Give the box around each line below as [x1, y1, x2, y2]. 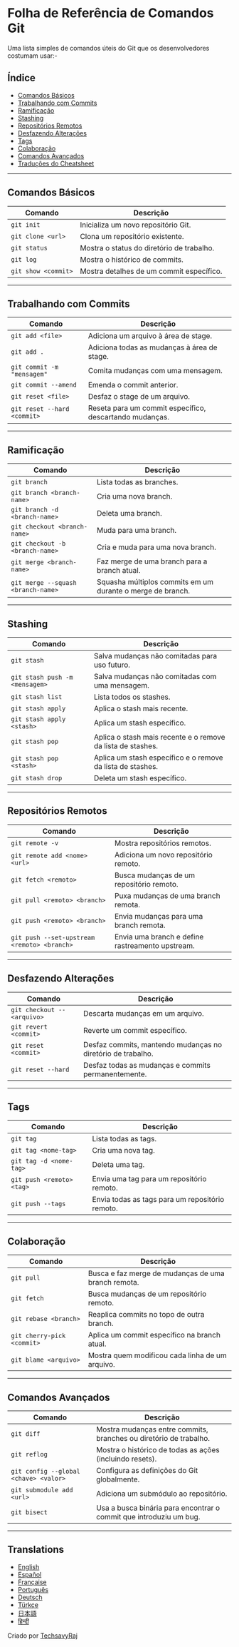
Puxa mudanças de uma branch [114, 890, 221, 900]
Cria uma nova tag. [92, 1146, 155, 1156]
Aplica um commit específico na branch [87, 1330, 221, 1340]
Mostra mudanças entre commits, [95, 1424, 208, 1434]
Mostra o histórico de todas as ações [95, 1445, 220, 1455]
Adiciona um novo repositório [114, 850, 213, 860]
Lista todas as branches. [96, 477, 179, 487]
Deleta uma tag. [92, 1160, 145, 1170]
